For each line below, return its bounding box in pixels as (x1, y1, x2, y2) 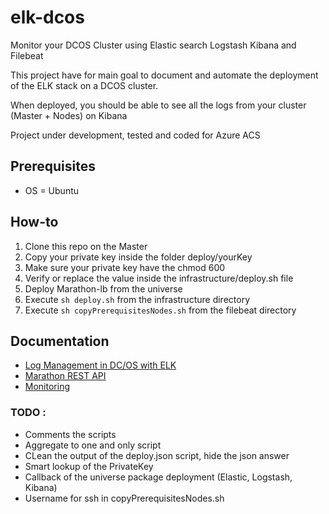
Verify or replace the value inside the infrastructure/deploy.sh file (24, 272, 294, 284)
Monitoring (24, 381, 70, 393)
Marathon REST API (24, 370, 107, 382)
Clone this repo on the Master (24, 240, 148, 252)
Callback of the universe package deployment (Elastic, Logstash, (24, 471, 293, 483)
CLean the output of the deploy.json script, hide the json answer (24, 449, 290, 461)
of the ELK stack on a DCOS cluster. (10, 79, 159, 91)
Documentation (10, 332, 110, 350)
